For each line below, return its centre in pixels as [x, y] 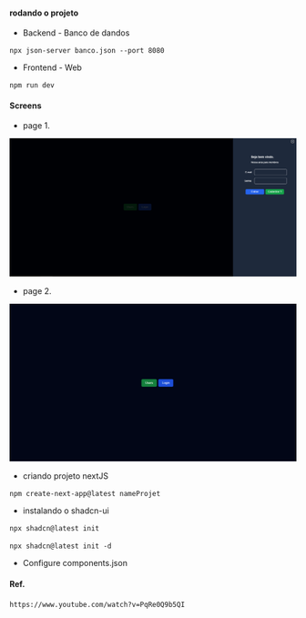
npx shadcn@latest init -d [61, 546]
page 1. [36, 126]
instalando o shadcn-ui [66, 511]
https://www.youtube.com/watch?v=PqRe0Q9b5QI [97, 604]
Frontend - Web [52, 67]
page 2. [37, 291]
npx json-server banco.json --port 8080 [87, 51]
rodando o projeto [44, 13]
